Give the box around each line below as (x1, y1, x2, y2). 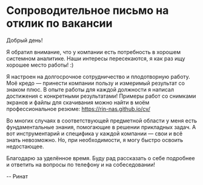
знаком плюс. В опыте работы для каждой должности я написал (6, 86, 175, 93)
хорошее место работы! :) (6, 61, 74, 69)
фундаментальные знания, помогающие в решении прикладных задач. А (6, 123, 196, 130)
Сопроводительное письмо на (6, 4, 169, 18)
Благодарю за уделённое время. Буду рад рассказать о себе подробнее (6, 154, 195, 161)
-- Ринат (6, 172, 28, 180)
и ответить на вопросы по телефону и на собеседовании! (6, 161, 156, 168)
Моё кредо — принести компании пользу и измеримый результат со (6, 79, 185, 87)
